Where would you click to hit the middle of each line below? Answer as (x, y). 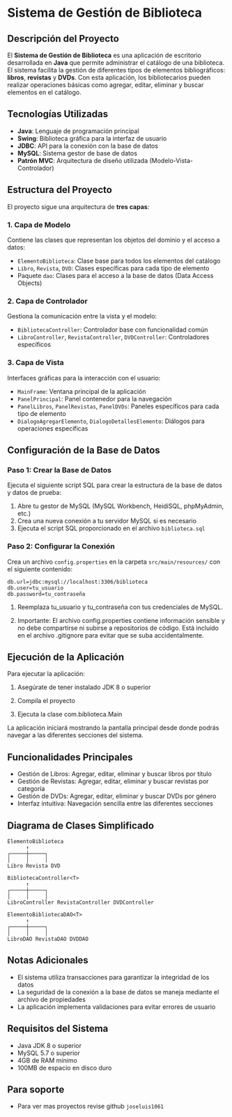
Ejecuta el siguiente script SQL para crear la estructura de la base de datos (115, 485)
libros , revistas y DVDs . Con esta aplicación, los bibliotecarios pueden (109, 77)
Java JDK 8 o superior (49, 1045)
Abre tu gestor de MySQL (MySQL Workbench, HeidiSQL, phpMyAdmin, (121, 506)
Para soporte (36, 1089)
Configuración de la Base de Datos (84, 450)
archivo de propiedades (51, 999)
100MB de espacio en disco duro (64, 1068)
